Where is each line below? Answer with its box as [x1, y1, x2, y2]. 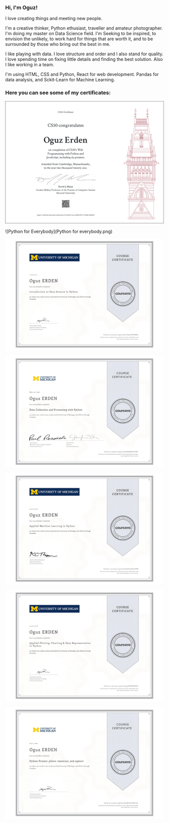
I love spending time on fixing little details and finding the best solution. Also [5, 56, 163, 62]
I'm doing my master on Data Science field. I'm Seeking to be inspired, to [5, 31, 156, 37]
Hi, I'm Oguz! [5, 4, 38, 11]
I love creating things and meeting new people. [5, 16, 103, 22]
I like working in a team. [5, 62, 54, 68]
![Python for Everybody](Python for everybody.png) [5, 228, 113, 234]
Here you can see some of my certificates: [5, 89, 111, 97]
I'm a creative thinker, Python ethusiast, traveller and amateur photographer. [5, 25, 163, 31]
